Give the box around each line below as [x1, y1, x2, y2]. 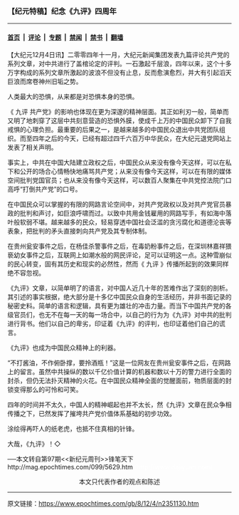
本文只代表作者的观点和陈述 [79, 477, 160, 486]
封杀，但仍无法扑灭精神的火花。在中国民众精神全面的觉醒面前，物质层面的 [7, 376, 225, 385]
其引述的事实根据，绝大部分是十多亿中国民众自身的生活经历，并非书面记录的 [7, 292, 232, 301]
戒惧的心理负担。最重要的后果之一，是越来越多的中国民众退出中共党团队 [7, 125, 219, 133]
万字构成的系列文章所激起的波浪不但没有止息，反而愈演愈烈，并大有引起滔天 [7, 68, 232, 76]
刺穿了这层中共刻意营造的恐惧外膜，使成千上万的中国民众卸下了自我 [31, 116, 232, 125]
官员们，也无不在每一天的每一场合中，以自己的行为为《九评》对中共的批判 [13, 310, 232, 318]
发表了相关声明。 [7, 142, 58, 151]
